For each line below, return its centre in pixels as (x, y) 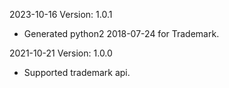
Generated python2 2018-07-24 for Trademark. (121, 33)
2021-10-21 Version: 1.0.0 (61, 53)
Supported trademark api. (77, 72)
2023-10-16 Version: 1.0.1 (61, 14)
